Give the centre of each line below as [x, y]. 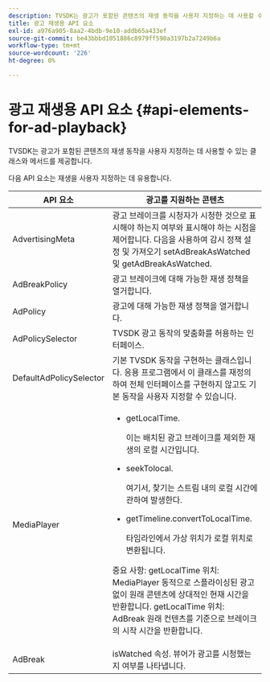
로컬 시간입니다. [171, 450]
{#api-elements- [192, 110]
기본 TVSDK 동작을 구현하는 [162, 360]
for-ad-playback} [68, 127]
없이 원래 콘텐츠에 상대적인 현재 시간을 [180, 594]
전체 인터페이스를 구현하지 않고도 [188, 384]
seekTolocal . [149, 468]
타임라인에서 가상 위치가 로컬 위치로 [190, 538]
